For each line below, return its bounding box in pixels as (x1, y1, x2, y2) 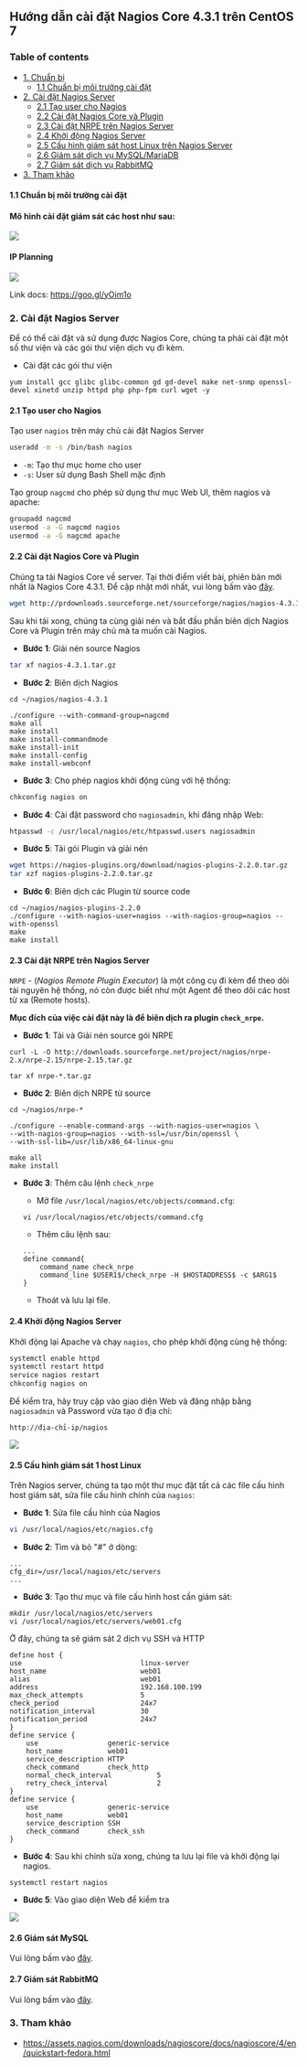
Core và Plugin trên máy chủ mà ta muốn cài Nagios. (9, 625, 207, 636)
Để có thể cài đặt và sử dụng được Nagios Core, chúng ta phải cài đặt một (9, 332, 289, 343)
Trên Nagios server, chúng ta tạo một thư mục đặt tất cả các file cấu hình (9, 1480, 285, 1491)
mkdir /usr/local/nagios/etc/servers (9, 1609, 153, 1619)
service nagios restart (9, 1371, 101, 1380)
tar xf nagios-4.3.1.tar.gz (9, 660, 117, 669)
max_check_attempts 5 (9, 1691, 145, 1700)
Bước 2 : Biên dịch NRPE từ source (22, 1087, 151, 1098)
